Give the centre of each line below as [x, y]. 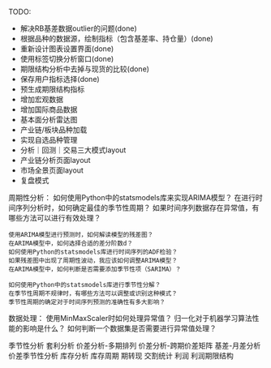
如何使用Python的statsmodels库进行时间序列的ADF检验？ [93, 252]
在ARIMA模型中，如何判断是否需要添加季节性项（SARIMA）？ [95, 269]
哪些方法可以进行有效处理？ [55, 218]
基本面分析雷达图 [49, 120]
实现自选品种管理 [49, 140]
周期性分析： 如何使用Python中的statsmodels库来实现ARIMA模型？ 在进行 [132, 197]
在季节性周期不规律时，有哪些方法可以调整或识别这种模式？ [93, 293]
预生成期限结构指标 [52, 89]
